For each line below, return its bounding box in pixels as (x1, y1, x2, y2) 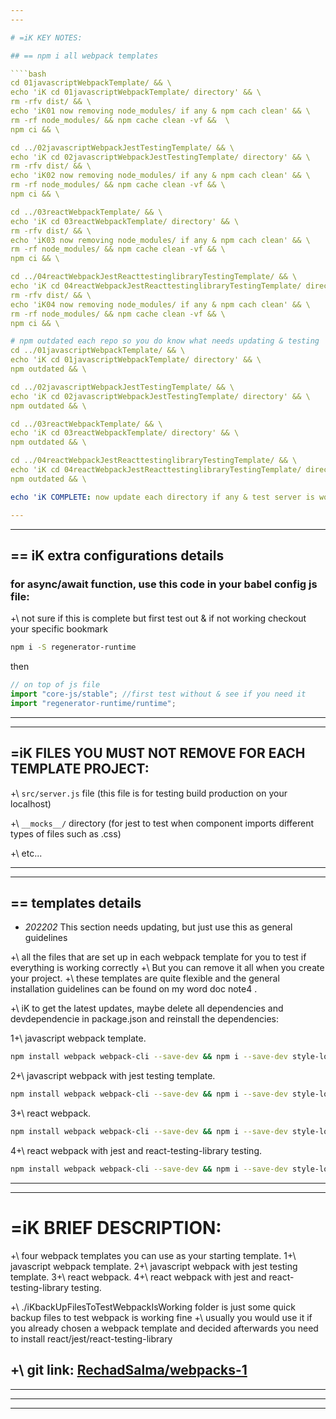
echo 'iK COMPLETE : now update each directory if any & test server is (10, 492, 315, 502)
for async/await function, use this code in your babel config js (10, 577, 318, 591)
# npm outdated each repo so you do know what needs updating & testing (10, 336, 320, 346)
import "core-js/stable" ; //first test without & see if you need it (10, 689, 307, 699)
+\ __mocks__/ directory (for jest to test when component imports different (10, 817, 315, 829)
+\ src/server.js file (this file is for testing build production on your (10, 787, 288, 799)
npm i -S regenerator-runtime (10, 642, 137, 653)
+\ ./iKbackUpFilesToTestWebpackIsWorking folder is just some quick (10, 1301, 296, 1313)
